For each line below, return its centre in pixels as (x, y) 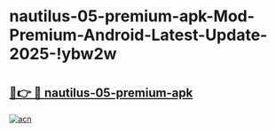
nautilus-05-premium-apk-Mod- (132, 16)
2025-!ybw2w (63, 54)
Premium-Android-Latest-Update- (138, 35)
